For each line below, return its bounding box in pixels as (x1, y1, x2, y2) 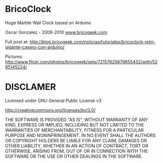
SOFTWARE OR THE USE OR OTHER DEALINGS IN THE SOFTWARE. (5, 153, 143, 159)
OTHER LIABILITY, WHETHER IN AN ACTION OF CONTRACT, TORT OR (5, 143, 148, 149)
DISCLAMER (5, 81, 56, 93)
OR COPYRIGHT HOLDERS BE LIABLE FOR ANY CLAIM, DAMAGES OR (5, 137, 147, 143)
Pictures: (5, 53, 23, 60)
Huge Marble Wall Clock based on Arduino (5, 20, 91, 26)
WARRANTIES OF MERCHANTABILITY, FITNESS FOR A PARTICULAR (5, 127, 144, 133)
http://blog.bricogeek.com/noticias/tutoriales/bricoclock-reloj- (29, 38, 156, 45)
